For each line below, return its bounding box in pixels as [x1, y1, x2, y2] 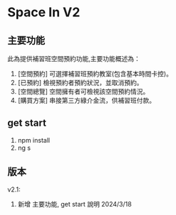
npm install [17, 136, 51, 144]
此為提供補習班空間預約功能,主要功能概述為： [7, 55, 141, 62]
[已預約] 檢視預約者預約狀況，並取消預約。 [17, 79, 143, 87]
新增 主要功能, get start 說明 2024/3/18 [17, 199, 132, 208]
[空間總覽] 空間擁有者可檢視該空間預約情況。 [17, 87, 150, 96]
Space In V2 [7, 4, 81, 21]
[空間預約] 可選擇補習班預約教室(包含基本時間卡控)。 [17, 70, 173, 78]
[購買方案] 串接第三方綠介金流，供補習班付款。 [17, 97, 155, 104]
